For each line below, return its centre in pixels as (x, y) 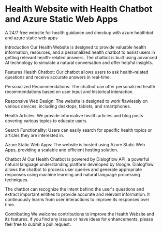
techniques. (17, 180)
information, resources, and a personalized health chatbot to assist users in (80, 52)
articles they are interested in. (35, 135)
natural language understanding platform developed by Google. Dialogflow (79, 164)
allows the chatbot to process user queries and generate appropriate (74, 169)
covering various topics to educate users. (46, 121)
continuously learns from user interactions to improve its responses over (77, 199)
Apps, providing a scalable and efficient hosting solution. (62, 150)
